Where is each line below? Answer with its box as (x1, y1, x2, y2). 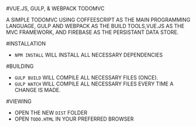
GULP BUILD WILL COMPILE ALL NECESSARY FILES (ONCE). (14, 74, 159, 81)
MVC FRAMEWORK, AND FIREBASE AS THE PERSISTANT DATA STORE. (6, 29, 179, 36)
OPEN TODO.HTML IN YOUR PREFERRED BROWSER (14, 115, 134, 122)
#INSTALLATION (6, 40, 46, 47)
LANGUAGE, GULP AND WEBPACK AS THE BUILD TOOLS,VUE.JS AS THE (6, 23, 185, 29)
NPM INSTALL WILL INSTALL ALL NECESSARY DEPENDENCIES (14, 52, 163, 58)
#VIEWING (6, 98, 32, 105)
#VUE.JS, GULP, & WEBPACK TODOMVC (6, 5, 105, 12)
